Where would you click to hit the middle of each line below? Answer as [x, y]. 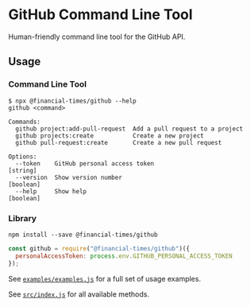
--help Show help [51, 191]
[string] [23, 170]
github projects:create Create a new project [110, 136]
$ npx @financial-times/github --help [72, 101]
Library [23, 218]
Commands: [25, 122]
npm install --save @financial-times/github [83, 235]
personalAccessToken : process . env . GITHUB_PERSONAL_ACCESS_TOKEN [124, 256]
